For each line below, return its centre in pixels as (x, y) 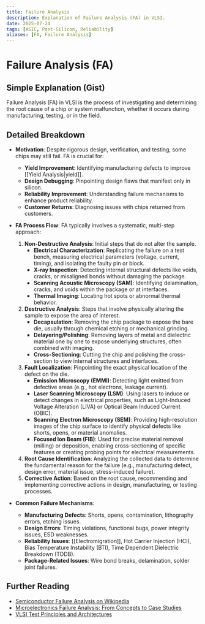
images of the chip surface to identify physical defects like (107, 426)
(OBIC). (43, 413)
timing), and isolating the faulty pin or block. (89, 263)
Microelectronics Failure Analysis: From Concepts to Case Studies (98, 607)
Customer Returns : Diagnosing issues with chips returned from (105, 207)
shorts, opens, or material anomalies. (80, 432)
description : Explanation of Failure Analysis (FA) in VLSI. (86, 18)
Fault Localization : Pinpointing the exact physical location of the (106, 367)
